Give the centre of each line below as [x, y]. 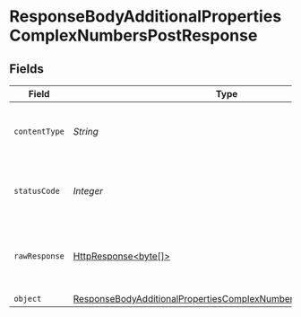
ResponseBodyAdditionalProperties [146, 17]
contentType [39, 132]
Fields [27, 69]
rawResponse [39, 256]
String [86, 132]
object [28, 299]
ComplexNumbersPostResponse [133, 35]
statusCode [37, 191]
